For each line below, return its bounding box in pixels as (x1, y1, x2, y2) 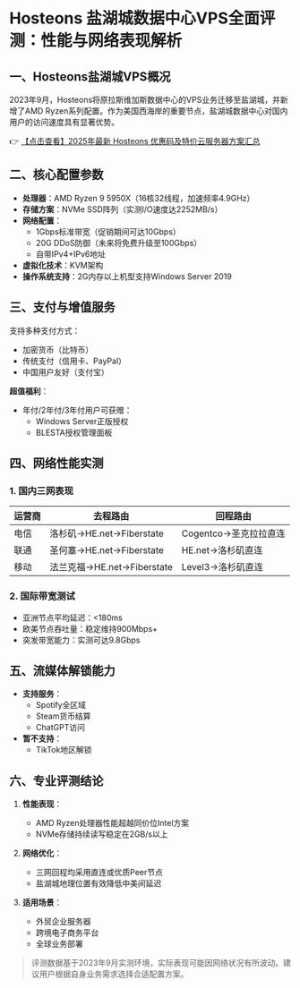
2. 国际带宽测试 (9, 590, 76, 602)
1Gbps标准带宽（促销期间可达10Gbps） (35, 226, 181, 237)
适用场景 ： (21, 897, 63, 908)
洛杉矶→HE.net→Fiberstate (49, 527, 164, 540)
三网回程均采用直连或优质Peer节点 (35, 867, 164, 878)
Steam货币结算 (35, 711, 91, 721)
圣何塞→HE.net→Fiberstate (49, 544, 164, 557)
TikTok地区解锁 (35, 745, 92, 755)
